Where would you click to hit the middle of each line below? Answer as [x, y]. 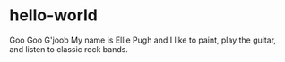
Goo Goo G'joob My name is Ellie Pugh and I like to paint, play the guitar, [142, 40]
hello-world [54, 15]
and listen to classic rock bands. [69, 49]
